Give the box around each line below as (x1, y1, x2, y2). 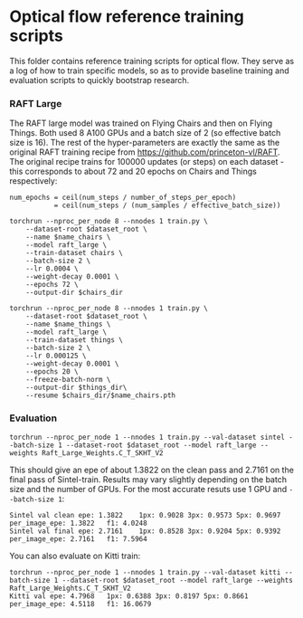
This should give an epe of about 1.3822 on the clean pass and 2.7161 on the (9, 464, 294, 475)
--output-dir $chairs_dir (25, 288, 124, 298)
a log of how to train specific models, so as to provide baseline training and (9, 65, 289, 76)
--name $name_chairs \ (25, 233, 111, 242)
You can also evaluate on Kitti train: (9, 550, 141, 561)
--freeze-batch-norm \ (25, 376, 111, 385)
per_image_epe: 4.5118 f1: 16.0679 (9, 599, 152, 608)
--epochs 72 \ (25, 280, 79, 290)
